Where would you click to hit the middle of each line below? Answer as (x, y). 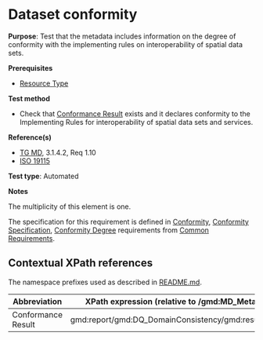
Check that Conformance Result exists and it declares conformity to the (135, 113)
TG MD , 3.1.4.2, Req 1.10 (58, 152)
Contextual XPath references (81, 263)
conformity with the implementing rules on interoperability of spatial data (126, 44)
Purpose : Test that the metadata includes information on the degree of (122, 36)
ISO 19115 (35, 161)
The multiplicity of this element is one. (70, 207)
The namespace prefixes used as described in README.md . (105, 282)
